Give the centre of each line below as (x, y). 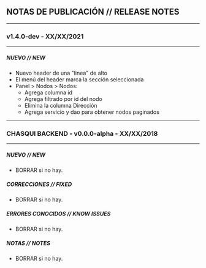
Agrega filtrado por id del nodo (63, 99)
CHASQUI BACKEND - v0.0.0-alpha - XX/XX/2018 (82, 134)
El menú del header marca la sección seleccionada (79, 80)
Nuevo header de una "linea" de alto (61, 73)
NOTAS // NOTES (29, 243)
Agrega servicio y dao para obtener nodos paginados (92, 112)
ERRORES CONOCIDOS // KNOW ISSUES (59, 214)
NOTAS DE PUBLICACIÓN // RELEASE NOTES (93, 12)
